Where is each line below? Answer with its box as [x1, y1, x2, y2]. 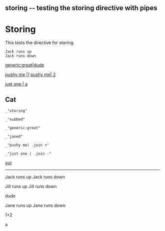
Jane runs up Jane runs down [5, 203, 65, 208]
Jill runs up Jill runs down [5, 183, 57, 189]
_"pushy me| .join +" [5, 143, 50, 148]
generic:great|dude [5, 62, 44, 68]
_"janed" [5, 134, 23, 139]
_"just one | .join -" [5, 152, 52, 156]
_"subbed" [5, 117, 26, 122]
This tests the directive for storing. [5, 40, 75, 46]
